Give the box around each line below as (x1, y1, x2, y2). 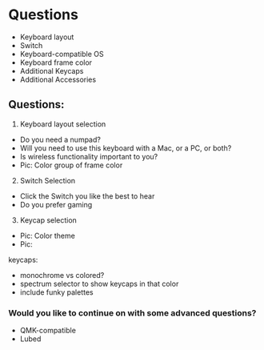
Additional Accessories (19, 74, 97, 84)
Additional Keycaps (19, 66, 84, 75)
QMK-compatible (19, 326, 76, 336)
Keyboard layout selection (19, 119, 106, 129)
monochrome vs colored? (19, 270, 105, 280)
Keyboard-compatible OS (19, 49, 104, 58)
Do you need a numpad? (19, 135, 102, 144)
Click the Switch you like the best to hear (19, 191, 155, 201)
